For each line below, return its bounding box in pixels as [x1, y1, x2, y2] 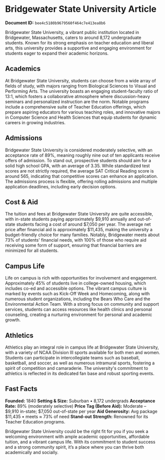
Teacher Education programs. [5, 419, 66, 425]
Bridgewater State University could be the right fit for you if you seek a [5, 428, 149, 434]
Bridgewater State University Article [5, 3, 157, 15]
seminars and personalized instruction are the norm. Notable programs [5, 99, 149, 105]
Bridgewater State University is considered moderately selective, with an [5, 147, 153, 153]
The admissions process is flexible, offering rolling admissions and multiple [5, 178, 158, 184]
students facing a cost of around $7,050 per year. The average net [16, 221, 151, 227]
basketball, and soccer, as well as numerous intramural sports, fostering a [5, 360, 155, 366]
